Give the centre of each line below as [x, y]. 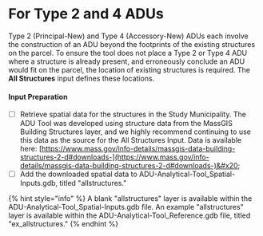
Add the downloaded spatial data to [78, 174]
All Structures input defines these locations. [82, 78]
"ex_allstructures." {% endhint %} [63, 224]
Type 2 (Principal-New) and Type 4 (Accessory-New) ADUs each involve [129, 36]
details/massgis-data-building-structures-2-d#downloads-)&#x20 [129, 166]
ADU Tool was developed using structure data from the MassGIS [126, 124]
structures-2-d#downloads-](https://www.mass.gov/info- [114, 157]
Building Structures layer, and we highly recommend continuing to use [135, 132]
